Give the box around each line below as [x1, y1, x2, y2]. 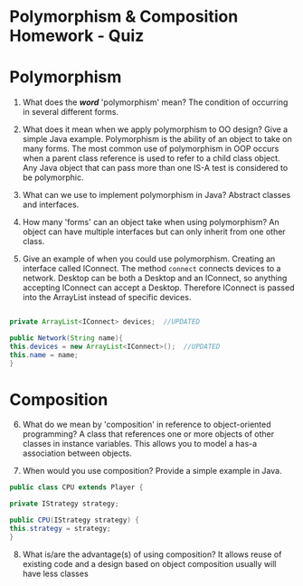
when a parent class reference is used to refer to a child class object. [22, 153, 280, 164]
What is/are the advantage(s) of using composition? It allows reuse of [22, 549, 282, 560]
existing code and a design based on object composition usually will [22, 558, 277, 569]
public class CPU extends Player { [9, 483, 144, 492]
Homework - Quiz [9, 25, 145, 46]
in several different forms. [22, 107, 119, 118]
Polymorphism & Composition [9, 6, 239, 27]
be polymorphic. [22, 172, 84, 183]
